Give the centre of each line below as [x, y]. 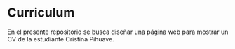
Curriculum [41, 13]
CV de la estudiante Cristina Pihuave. [61, 39]
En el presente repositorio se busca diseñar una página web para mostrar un [118, 32]
